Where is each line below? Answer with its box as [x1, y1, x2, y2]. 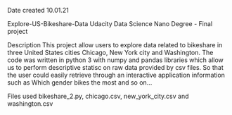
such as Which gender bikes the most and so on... [7, 78, 153, 87]
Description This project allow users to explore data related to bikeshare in [7, 41, 223, 49]
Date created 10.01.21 [7, 6, 69, 14]
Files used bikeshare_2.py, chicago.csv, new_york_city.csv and [7, 92, 189, 100]
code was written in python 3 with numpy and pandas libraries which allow [7, 56, 224, 64]
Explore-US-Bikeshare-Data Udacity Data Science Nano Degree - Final [7, 20, 213, 28]
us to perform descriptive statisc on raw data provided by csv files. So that [7, 63, 224, 71]
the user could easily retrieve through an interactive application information [7, 71, 225, 79]
